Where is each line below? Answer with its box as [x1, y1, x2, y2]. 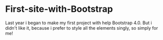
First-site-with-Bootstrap [5, 3, 113, 15]
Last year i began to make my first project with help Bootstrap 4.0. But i [5, 20, 152, 26]
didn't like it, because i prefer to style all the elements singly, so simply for [5, 25, 158, 31]
